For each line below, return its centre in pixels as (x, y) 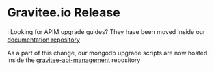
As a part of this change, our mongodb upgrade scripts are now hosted (107, 53)
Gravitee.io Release (64, 13)
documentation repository (44, 40)
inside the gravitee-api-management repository (74, 60)
